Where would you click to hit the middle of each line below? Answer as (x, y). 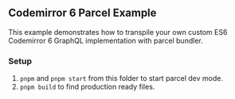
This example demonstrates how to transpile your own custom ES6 (118, 32)
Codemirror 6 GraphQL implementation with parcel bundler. (106, 40)
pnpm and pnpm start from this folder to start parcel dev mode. (121, 78)
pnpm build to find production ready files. (87, 87)
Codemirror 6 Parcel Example (82, 13)
